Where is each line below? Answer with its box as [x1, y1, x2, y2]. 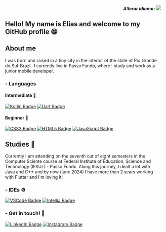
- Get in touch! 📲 [5, 210, 45, 217]
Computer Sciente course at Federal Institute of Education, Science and [5, 158, 151, 164]
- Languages [5, 80, 36, 87]
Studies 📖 [5, 140, 36, 149]
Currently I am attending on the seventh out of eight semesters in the [5, 153, 146, 159]
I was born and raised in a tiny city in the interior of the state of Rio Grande [5, 57, 157, 63]
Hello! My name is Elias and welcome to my [5, 20, 141, 28]
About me [5, 44, 36, 53]
